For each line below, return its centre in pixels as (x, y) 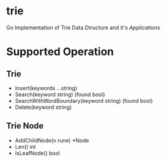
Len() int (25, 146)
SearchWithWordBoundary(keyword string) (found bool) (84, 100)
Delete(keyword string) (43, 107)
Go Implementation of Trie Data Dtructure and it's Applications (83, 27)
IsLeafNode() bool (37, 153)
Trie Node (25, 126)
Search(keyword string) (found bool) (60, 94)
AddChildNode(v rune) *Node (52, 140)
